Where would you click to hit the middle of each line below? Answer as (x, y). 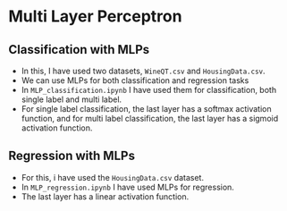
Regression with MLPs (72, 156)
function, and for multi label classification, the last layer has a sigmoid (150, 118)
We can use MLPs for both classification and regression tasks (135, 80)
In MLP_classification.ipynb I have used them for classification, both (149, 90)
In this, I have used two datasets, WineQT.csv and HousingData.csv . (143, 71)
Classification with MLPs (79, 50)
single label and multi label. (72, 99)
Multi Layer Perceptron (95, 17)
